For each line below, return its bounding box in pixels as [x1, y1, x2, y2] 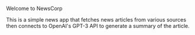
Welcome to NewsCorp [6, 5, 63, 12]
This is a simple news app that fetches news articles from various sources [6, 16, 187, 23]
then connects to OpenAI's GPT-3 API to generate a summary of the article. [6, 23, 190, 29]
